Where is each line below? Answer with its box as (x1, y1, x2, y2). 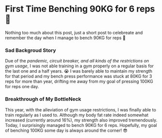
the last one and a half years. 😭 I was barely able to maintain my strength (5, 68, 153, 74)
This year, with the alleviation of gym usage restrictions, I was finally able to (5, 107, 156, 112)
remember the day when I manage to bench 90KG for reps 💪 (5, 35, 126, 41)
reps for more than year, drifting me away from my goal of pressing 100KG (5, 78, 154, 84)
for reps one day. (5, 84, 39, 90)
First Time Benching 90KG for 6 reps (5, 3, 155, 15)
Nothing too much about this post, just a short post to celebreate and (5, 30, 143, 35)
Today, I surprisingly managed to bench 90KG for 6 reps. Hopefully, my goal (5, 122, 157, 128)
